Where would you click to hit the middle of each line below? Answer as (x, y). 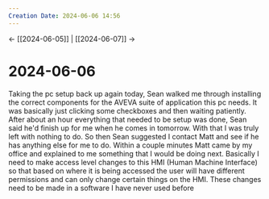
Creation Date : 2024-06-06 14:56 (64, 16)
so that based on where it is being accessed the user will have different (127, 171)
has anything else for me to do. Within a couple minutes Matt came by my (130, 145)
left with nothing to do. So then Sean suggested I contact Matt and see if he (134, 136)
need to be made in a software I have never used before (101, 188)
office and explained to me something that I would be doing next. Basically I (134, 153)
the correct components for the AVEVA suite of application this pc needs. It (133, 102)
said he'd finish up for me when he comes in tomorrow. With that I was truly (134, 128)
